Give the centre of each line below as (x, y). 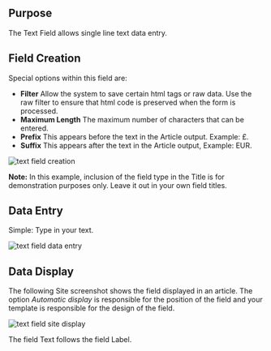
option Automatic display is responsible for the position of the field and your (136, 300)
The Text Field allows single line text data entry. (88, 32)
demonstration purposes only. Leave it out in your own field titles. (118, 185)
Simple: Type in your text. (51, 230)
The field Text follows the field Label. (70, 340)
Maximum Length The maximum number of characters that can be (132, 119)
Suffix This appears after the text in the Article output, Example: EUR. (136, 145)
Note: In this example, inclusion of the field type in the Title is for (116, 177)
